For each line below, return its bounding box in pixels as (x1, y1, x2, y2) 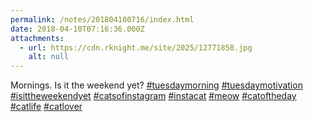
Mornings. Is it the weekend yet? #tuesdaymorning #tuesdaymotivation (10, 79, 303, 91)
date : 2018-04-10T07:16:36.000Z (10, 24, 145, 34)
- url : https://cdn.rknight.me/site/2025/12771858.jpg (19, 42, 253, 53)
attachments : (10, 33, 65, 43)
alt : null (28, 52, 70, 62)
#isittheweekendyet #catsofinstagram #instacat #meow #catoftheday (10, 90, 297, 102)
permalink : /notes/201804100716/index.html (10, 14, 195, 25)
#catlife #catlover (10, 101, 83, 113)
